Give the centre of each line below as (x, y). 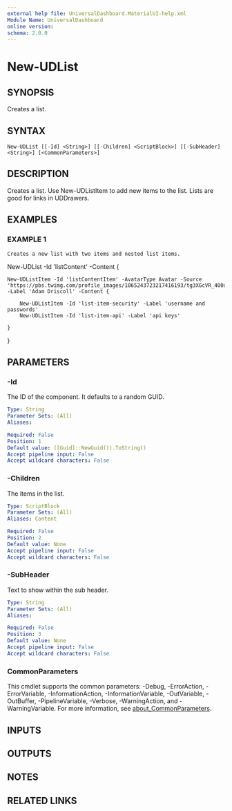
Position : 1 (24, 441)
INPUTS (24, 730)
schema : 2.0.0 (28, 33)
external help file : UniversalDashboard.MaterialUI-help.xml (97, 13)
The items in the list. (36, 493)
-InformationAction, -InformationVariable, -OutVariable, (126, 694)
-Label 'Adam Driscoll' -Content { (58, 291)
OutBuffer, (22, 701)
